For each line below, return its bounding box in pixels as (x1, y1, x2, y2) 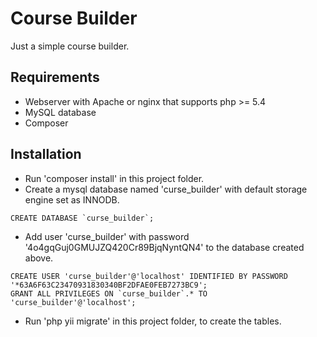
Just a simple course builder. (10, 40, 130, 52)
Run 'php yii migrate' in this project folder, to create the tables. (24, 315, 282, 327)
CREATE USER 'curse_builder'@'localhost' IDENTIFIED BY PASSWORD (10, 271, 288, 281)
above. (24, 252, 54, 264)
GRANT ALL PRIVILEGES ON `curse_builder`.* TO (10, 288, 208, 299)
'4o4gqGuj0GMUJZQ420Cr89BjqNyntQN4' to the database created (24, 241, 305, 253)
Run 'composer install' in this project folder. (24, 172, 205, 184)
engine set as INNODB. (24, 193, 120, 206)
